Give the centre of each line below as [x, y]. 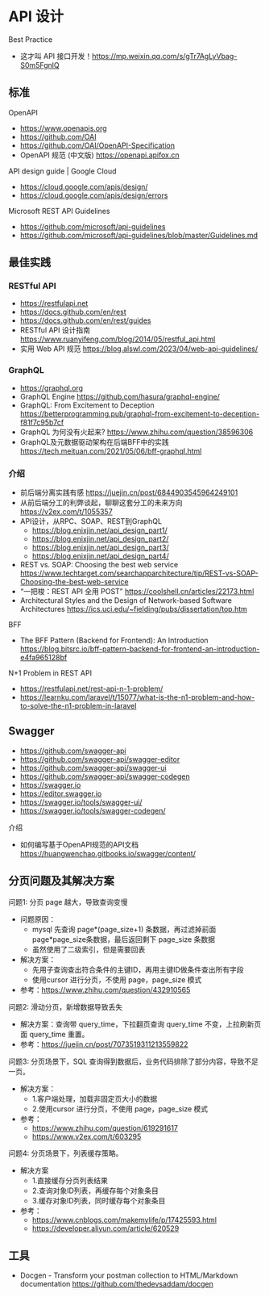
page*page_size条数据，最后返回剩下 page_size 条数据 [124, 939]
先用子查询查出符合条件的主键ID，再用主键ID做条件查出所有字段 [138, 969]
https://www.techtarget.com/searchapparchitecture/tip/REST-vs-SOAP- [139, 573]
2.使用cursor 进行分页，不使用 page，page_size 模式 [120, 1109]
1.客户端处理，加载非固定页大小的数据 [95, 1098]
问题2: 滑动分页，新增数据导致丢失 [66, 1006]
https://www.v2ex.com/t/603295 [87, 1136]
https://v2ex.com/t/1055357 [66, 512]
